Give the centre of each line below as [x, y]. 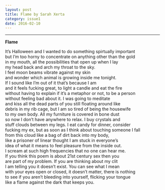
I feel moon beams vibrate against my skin [48, 72]
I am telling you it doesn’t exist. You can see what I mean [62, 167]
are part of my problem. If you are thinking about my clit [61, 161]
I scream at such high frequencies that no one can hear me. [66, 151]
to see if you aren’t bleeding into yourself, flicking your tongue [68, 177]
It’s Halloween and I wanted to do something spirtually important [70, 52]
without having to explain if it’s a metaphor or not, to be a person [70, 94]
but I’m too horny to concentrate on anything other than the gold [70, 57]
